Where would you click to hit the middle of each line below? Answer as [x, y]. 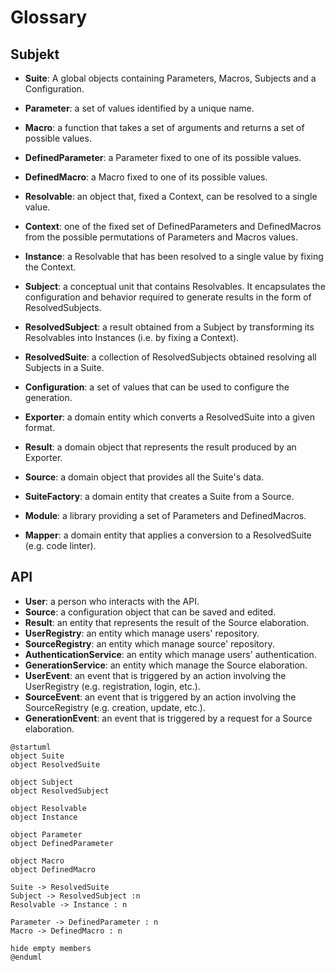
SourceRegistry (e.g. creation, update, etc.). [115, 707]
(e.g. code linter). [60, 545]
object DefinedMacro [53, 869]
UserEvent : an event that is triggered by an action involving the [155, 675]
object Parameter [46, 834]
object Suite [37, 756]
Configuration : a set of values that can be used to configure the [157, 387]
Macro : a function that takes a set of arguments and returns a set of [164, 127]
